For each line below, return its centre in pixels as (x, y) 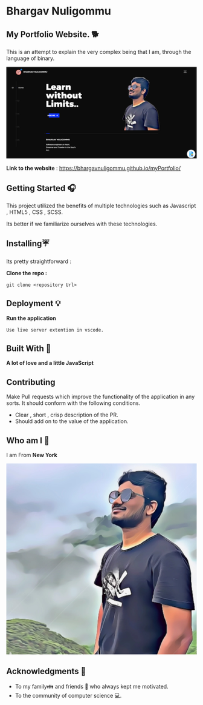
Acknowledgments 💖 (46, 671)
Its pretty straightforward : (39, 261)
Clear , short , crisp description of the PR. (67, 415)
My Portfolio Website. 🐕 (53, 34)
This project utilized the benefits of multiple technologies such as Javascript (101, 205)
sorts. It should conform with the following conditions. (73, 403)
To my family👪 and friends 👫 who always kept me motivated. (92, 686)
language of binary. (31, 58)
